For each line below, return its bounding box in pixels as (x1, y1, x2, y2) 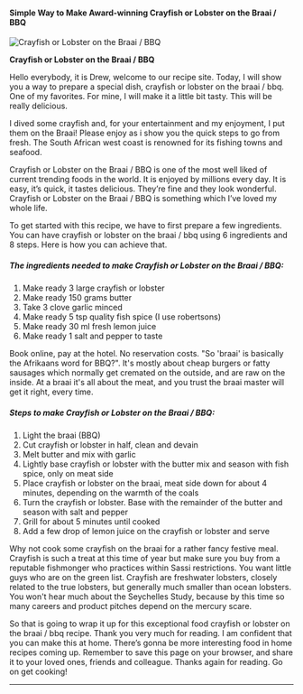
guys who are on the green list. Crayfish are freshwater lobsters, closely (9, 572, 278, 583)
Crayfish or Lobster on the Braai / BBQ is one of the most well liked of (9, 164, 268, 175)
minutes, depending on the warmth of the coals (22, 487, 199, 498)
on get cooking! (9, 666, 68, 677)
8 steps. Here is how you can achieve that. (9, 239, 168, 250)
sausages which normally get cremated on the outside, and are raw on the (9, 367, 286, 378)
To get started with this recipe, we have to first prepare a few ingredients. (9, 220, 282, 231)
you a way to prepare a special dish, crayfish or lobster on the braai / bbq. (9, 81, 284, 92)
